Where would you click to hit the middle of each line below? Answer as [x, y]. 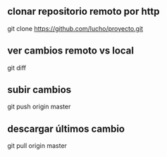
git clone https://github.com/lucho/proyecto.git [75, 28]
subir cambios [39, 90]
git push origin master [39, 107]
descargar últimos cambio [66, 128]
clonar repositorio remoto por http [83, 12]
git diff [17, 68]
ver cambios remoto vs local [70, 51]
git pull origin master [37, 146]
